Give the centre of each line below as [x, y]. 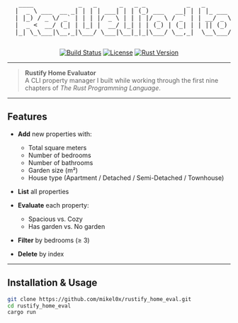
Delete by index [41, 254]
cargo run [22, 312]
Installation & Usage [52, 283]
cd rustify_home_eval [39, 306]
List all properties [43, 191]
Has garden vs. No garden [67, 226]
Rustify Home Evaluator [61, 73]
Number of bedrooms [59, 155]
